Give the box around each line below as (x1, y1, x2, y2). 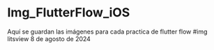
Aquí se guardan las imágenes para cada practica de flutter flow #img (7, 27, 208, 36)
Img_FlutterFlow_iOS (7, 5, 130, 21)
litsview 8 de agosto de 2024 (7, 34, 91, 42)
